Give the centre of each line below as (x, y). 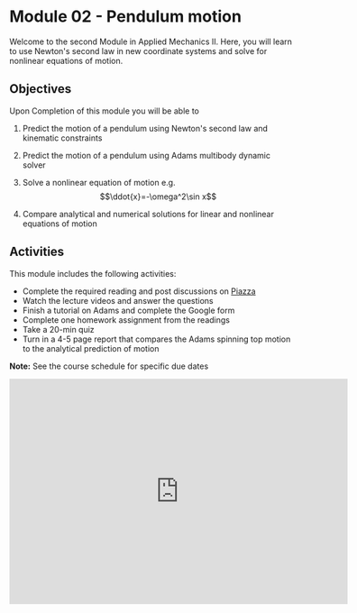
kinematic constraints (62, 138)
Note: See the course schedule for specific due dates (109, 366)
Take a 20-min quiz (58, 329)
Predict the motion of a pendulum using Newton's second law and (145, 128)
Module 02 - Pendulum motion (125, 17)
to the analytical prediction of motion (91, 348)
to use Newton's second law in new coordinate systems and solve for (138, 50)
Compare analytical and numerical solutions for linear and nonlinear (148, 214)
